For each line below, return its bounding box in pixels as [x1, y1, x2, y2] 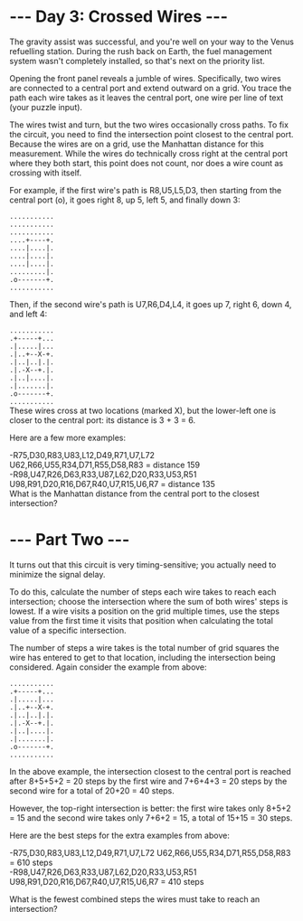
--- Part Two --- [9, 530, 130, 550]
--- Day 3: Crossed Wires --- [9, 6, 229, 27]
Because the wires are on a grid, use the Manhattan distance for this [9, 138, 264, 149]
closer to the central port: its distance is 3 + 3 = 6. [9, 414, 196, 426]
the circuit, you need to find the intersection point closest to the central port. [9, 128, 294, 139]
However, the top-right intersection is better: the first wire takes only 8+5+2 [9, 803, 291, 813]
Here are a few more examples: [9, 432, 127, 443]
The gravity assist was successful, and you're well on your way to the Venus [9, 36, 294, 47]
